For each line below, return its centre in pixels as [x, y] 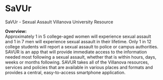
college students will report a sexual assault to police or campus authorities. [82, 47]
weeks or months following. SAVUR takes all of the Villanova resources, [77, 62]
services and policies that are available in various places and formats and [79, 67]
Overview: [16, 31]
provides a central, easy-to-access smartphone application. [65, 72]
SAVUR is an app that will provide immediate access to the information [76, 52]
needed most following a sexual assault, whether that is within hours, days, [81, 57]
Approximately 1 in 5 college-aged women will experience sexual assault [78, 36]
